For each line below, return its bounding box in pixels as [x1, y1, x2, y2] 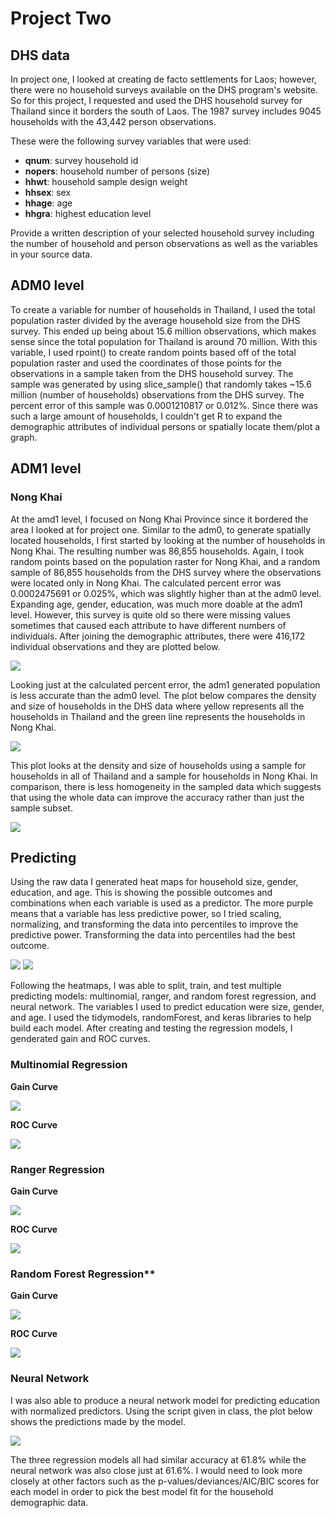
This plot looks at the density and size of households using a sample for [10, 759, 307, 771]
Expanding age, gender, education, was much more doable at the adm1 [10, 598, 303, 610]
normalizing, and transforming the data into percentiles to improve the [10, 918, 299, 931]
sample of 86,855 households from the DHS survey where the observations [10, 566, 322, 578]
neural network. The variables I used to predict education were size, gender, [10, 1001, 325, 1013]
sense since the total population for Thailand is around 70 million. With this [10, 335, 318, 347]
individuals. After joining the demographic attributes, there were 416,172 [10, 630, 306, 642]
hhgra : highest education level [24, 208, 152, 219]
